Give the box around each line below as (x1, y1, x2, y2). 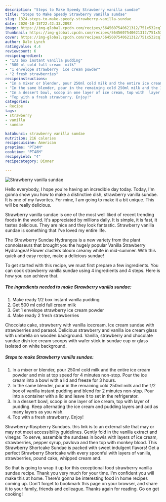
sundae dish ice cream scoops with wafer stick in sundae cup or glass (5, 337, 148, 344)
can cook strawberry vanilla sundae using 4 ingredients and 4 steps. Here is (5, 268, 161, 274)
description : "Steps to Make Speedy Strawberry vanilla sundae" (5, 7, 140, 12)
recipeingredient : (5, 53, 43, 58)
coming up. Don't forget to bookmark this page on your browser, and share (5, 480, 158, 486)
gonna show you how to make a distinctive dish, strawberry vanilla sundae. (5, 191, 158, 197)
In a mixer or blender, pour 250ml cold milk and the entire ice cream (12, 366, 151, 372)
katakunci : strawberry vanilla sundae (5, 131, 85, 136)
